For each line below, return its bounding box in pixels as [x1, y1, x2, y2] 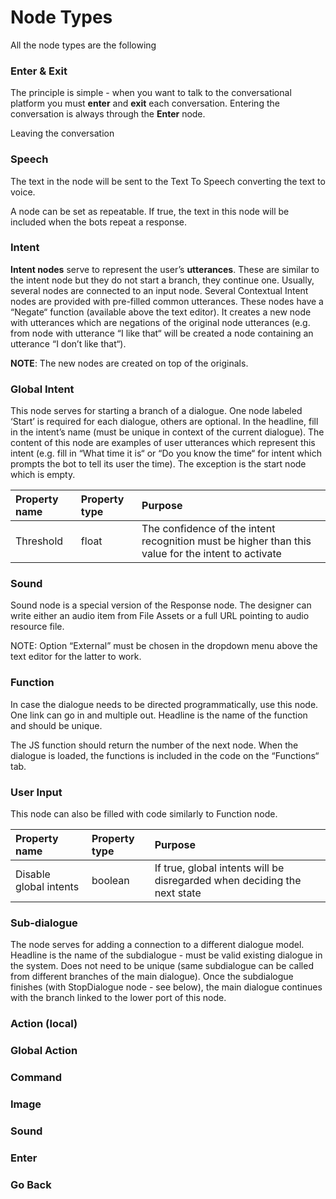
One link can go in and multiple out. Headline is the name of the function [10, 709, 308, 721]
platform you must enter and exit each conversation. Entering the [10, 97, 280, 110]
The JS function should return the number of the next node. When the [10, 739, 299, 751]
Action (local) [10, 1017, 78, 1031]
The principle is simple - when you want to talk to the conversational [10, 87, 292, 99]
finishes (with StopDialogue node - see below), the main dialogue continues [10, 981, 323, 993]
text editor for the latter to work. [10, 651, 142, 663]
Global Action [10, 1044, 78, 1058]
